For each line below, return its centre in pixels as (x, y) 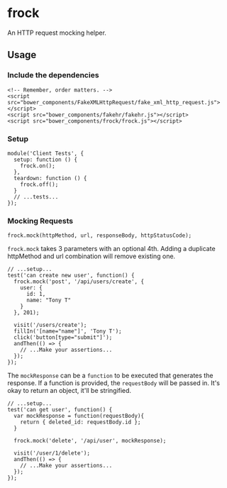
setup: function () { (46, 160)
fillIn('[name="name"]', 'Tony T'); (68, 331)
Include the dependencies (53, 75)
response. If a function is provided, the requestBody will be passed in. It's (113, 383)
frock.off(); (39, 184)
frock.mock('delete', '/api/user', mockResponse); (90, 441)
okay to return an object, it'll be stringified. (70, 391)
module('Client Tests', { (45, 153)
